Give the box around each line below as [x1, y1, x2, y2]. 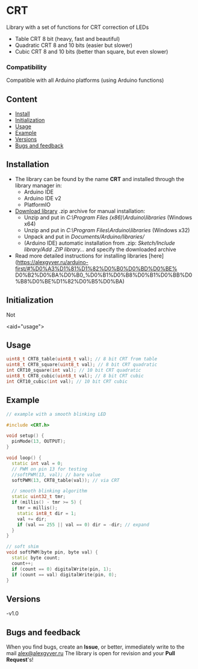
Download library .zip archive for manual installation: [14, 207, 146, 214]
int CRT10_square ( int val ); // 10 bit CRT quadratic [6, 368, 141, 374]
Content [6, 94, 38, 104]
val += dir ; [17, 516, 47, 522]
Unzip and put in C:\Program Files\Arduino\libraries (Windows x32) [23, 226, 190, 233]
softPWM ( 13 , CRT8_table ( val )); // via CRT [11, 477, 120, 483]
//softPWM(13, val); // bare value [11, 472, 101, 478]
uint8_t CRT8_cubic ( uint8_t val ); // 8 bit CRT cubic [6, 373, 144, 379]
